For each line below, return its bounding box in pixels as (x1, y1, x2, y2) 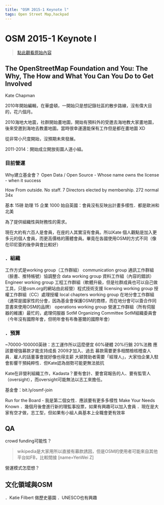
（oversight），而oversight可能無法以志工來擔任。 (5, 376, 105, 383)
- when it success (5, 177, 41, 183)
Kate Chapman (5, 93, 35, 99)
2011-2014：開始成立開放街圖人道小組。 (5, 146, 86, 152)
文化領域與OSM (5, 480, 53, 489)
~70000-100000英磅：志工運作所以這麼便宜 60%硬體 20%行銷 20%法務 (5, 342, 152, 347)
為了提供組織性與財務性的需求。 (5, 219, 70, 225)
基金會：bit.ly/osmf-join (5, 387, 53, 393)
